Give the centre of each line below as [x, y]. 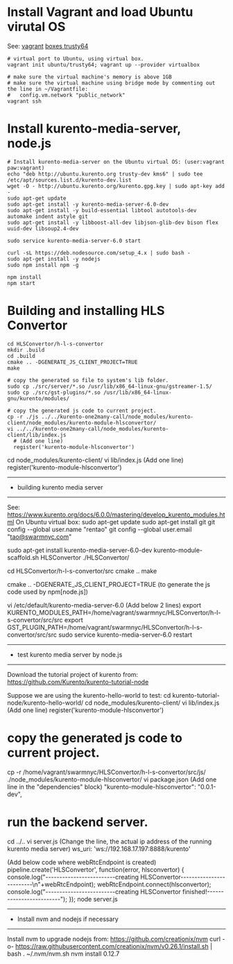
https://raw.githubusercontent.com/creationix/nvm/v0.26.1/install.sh [112, 946]
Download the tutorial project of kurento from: [73, 674]
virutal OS [36, 27]
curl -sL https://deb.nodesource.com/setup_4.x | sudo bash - [99, 253]
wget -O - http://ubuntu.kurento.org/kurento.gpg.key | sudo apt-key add [116, 186]
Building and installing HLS [86, 311]
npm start [21, 283]
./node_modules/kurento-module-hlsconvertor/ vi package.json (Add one [112, 779]
